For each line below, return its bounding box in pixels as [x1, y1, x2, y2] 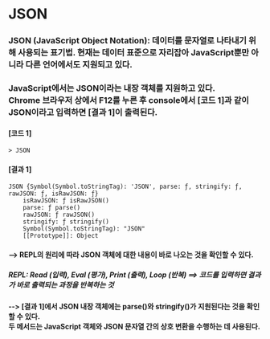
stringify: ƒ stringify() [22, 218, 110, 226]
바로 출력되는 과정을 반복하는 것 [16, 280, 114, 289]
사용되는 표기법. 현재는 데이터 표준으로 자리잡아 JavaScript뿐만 [17, 47, 250, 59]
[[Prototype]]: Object [22, 232, 99, 240]
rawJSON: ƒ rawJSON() [22, 210, 95, 219]
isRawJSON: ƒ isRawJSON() [22, 197, 110, 205]
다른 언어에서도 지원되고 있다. [25, 59, 133, 71]
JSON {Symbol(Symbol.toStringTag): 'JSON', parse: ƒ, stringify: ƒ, [8, 182, 243, 191]
